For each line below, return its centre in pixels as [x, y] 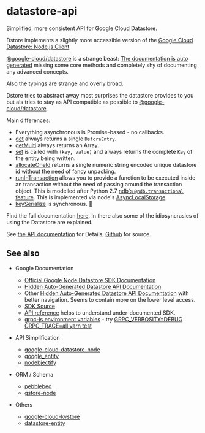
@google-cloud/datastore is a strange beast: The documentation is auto [97, 58]
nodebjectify [40, 362]
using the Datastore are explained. [50, 222]
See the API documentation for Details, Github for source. [79, 234]
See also [23, 254]
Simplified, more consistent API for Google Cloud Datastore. [82, 28]
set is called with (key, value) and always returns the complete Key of [104, 151]
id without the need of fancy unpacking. [65, 171]
